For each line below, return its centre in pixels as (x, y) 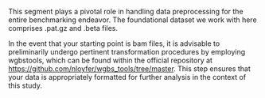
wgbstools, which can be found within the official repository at (111, 60)
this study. (25, 85)
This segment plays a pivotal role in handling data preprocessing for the (126, 11)
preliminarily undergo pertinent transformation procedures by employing (127, 52)
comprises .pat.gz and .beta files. (63, 28)
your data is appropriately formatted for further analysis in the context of (127, 77)
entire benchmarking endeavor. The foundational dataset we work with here (132, 20)
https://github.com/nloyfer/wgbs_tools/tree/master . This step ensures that (129, 69)
